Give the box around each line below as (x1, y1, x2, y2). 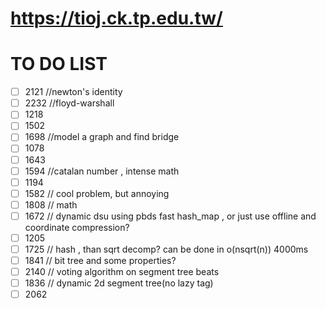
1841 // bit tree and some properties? (24, 255, 177, 266)
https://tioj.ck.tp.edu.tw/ (10, 7, 223, 30)
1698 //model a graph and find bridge (24, 131, 180, 143)
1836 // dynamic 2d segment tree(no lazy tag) (24, 277, 214, 289)
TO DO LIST (10, 53, 108, 76)
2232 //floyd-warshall (24, 97, 115, 109)
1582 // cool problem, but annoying (24, 187, 170, 199)
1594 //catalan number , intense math (24, 165, 180, 177)
